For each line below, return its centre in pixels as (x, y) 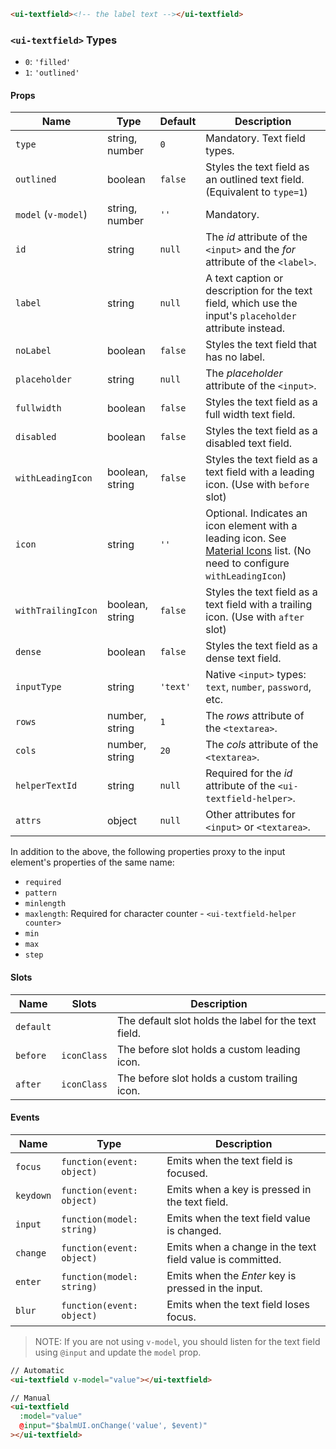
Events (25, 1117)
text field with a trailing (259, 605)
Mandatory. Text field (255, 138)
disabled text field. (249, 443)
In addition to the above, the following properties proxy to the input (148, 852)
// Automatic (37, 1370)
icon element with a (251, 526)
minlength (45, 904)
